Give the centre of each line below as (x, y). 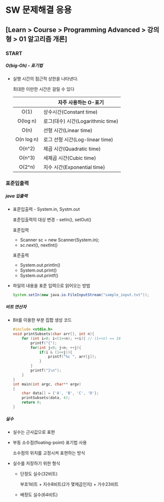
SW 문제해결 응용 (39, 10)
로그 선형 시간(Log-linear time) (78, 139)
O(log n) (27, 121)
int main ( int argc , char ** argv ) (47, 384)
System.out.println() (40, 265)
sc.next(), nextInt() (39, 245)
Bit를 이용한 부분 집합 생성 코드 (42, 320)
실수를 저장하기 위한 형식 (36, 463)
